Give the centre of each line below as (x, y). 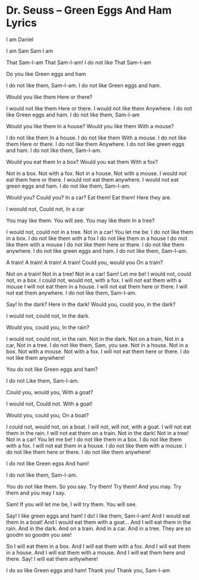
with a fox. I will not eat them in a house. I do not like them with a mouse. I (97, 445)
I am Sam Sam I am (30, 50)
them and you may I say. (36, 493)
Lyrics (22, 23)
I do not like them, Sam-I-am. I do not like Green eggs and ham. (84, 85)
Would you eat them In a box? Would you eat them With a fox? (82, 161)
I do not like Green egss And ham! (48, 463)
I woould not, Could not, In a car (45, 209)
